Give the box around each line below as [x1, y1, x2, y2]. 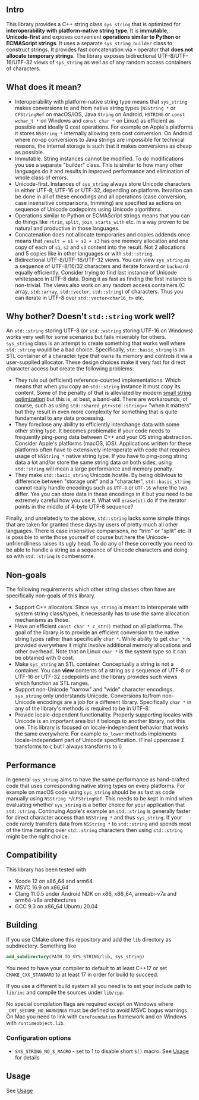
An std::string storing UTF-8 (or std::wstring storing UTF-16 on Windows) [6, 327, 193, 334]
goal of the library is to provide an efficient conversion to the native [14, 629, 179, 636]
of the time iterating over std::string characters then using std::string [6, 827, 183, 834]
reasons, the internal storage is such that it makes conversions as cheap [14, 142, 192, 149]
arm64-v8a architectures [14, 896, 77, 903]
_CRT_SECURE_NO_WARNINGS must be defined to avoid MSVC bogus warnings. [6, 1006, 189, 1014]
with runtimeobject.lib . [6, 1019, 65, 1026]
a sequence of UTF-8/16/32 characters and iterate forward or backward [14, 262, 188, 270]
